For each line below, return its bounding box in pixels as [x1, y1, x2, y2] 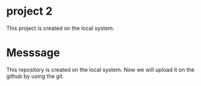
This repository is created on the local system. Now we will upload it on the [6, 66, 195, 73]
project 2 [6, 4, 53, 18]
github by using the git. [6, 72, 65, 80]
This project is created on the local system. [6, 24, 115, 32]
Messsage [6, 46, 60, 60]
